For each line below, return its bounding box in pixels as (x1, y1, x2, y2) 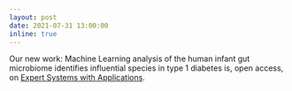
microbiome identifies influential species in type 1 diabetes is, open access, (9, 63, 284, 73)
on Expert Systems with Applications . (9, 72, 146, 83)
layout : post (9, 12, 58, 22)
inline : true (9, 29, 58, 38)
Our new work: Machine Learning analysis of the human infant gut (9, 54, 250, 64)
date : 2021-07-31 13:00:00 (9, 21, 109, 30)
